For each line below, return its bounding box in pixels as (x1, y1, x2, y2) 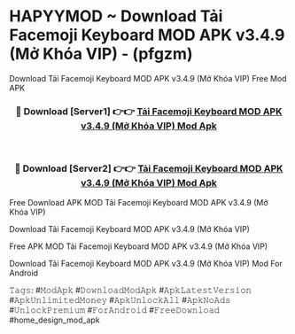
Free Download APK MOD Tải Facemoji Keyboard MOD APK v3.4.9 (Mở (9, 197, 268, 207)
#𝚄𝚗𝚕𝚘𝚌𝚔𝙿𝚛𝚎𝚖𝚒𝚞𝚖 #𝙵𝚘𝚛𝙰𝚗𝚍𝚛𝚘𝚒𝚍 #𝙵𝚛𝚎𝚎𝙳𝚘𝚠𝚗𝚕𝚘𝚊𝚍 (9, 304, 220, 315)
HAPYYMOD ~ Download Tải (9, 6, 223, 27)
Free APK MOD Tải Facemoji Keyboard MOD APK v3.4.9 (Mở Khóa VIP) (9, 241, 268, 252)
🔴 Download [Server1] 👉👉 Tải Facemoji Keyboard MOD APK (15, 105, 283, 117)
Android (9, 268, 38, 278)
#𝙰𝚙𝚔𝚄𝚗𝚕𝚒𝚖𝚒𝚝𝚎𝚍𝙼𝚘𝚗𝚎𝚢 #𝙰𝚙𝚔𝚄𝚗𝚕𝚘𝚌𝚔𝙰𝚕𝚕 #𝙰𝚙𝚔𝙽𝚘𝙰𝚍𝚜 (9, 294, 231, 305)
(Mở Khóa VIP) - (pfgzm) (9, 44, 193, 64)
